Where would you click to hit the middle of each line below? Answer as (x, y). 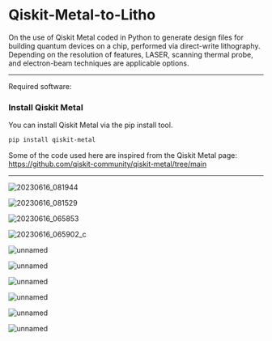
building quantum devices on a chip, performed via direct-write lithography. (134, 45)
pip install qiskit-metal (52, 140)
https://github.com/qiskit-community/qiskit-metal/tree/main (108, 164)
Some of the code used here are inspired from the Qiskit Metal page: (123, 156)
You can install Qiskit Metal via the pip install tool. (91, 125)
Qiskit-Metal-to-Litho (82, 15)
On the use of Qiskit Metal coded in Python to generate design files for (126, 37)
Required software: (40, 86)
